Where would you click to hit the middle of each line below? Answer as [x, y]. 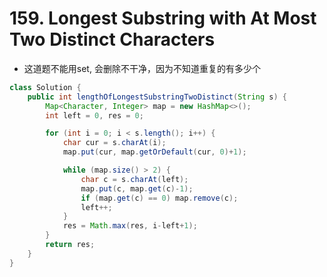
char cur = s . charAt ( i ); [114, 143]
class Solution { [45, 87]
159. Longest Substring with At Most [163, 18]
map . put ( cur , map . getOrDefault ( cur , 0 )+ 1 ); [154, 152]
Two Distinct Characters [112, 39]
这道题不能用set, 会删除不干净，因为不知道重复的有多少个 [142, 68]
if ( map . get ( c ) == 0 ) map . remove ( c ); [159, 198]
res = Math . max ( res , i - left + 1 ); [130, 226]
